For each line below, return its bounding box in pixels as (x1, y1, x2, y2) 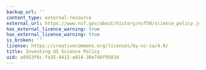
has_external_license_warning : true (6, 32, 100, 38)
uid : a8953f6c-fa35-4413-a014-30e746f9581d (6, 54, 120, 60)
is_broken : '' (6, 37, 43, 43)
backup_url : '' (6, 9, 45, 15)
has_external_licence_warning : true (6, 26, 100, 32)
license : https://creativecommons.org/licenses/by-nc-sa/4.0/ (6, 43, 169, 49)
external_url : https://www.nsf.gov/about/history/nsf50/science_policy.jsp (6, 20, 204, 26)
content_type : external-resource (6, 15, 92, 21)
